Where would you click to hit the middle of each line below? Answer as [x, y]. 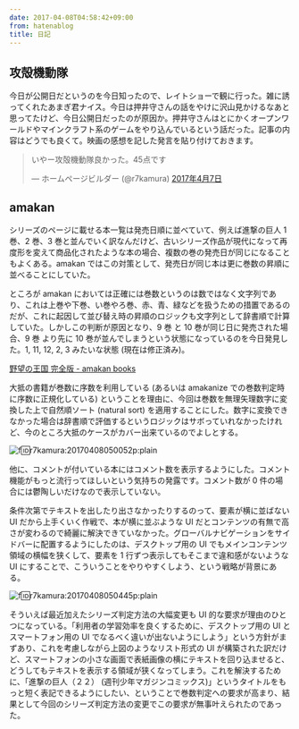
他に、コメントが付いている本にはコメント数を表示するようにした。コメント [150, 469]
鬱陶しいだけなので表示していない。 [99, 492]
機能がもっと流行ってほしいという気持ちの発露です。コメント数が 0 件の [142, 480]
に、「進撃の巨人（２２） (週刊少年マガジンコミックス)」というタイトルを [144, 682]
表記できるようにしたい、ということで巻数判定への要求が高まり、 [161, 693]
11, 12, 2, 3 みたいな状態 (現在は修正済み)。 [111, 349]
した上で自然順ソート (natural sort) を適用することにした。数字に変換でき [152, 410]
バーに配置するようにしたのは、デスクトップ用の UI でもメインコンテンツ [152, 544]
